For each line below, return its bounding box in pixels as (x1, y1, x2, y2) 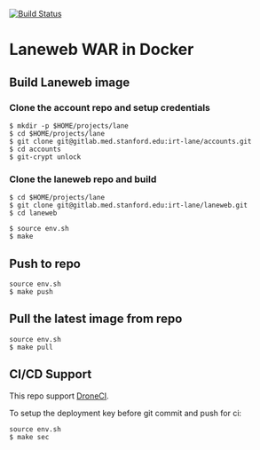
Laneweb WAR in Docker (9, 40, 194, 59)
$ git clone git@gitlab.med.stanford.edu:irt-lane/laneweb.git (9, 201, 248, 210)
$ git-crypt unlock (9, 152, 82, 162)
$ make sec (9, 432, 50, 441)
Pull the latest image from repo (9, 312, 183, 327)
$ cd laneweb (9, 209, 58, 217)
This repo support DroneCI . (9, 391, 109, 401)
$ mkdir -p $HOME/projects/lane (9, 121, 129, 130)
